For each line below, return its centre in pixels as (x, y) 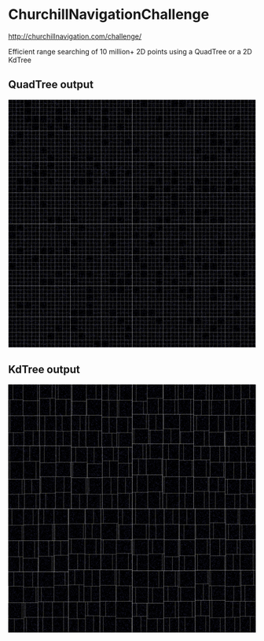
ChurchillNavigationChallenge (109, 15)
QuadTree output (51, 85)
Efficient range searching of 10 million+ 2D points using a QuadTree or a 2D (130, 51)
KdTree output (44, 370)
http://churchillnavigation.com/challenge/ (75, 36)
